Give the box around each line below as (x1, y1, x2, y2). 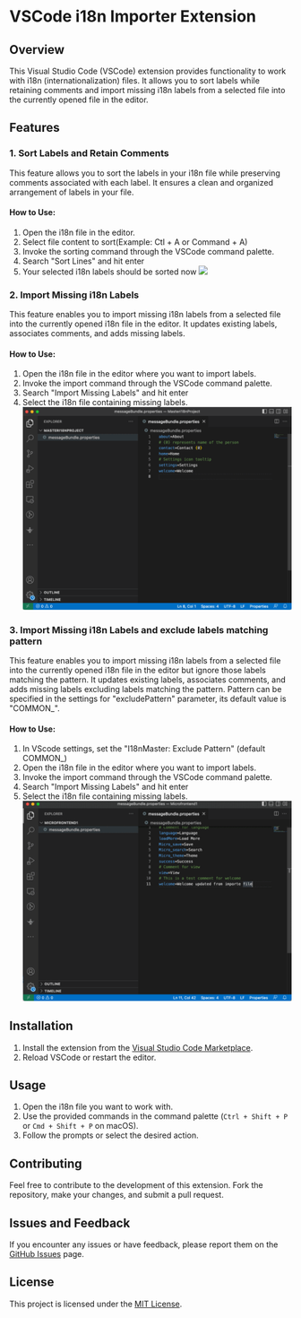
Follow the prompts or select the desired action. (21, 1130, 199, 1140)
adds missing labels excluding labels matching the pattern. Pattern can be (9, 684, 282, 695)
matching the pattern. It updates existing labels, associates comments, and (9, 674, 287, 685)
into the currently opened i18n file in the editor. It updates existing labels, (9, 318, 278, 329)
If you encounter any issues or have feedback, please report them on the (9, 1239, 279, 1250)
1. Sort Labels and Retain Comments (9, 147, 169, 160)
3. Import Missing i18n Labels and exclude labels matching (9, 623, 269, 636)
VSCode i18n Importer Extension (9, 6, 257, 27)
